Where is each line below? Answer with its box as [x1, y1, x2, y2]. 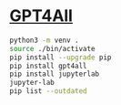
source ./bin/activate [9, 44, 96, 53]
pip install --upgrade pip [9, 52, 112, 62]
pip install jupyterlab [9, 69, 100, 79]
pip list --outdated [9, 87, 88, 96]
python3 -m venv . [9, 36, 79, 45]
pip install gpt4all [9, 61, 88, 70]
